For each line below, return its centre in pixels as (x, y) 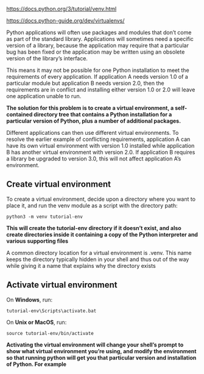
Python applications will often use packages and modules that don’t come (99, 32)
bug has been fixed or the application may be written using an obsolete (96, 52)
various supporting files (37, 241)
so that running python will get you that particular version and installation (101, 358)
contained (19, 114)
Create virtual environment (59, 185)
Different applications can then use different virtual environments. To (93, 133)
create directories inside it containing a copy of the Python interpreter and (102, 234)
